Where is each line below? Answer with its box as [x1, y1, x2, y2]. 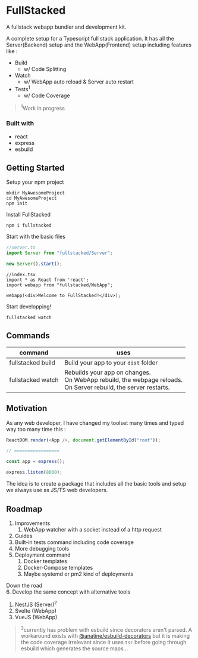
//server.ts [6, 245, 36, 251]
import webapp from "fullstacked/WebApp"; [6, 282, 113, 288]
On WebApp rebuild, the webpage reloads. [64, 375, 183, 384]
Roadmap [6, 503, 43, 514]
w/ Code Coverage [23, 92, 70, 99]
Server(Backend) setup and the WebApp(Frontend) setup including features [6, 41, 192, 48]
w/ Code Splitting [23, 65, 67, 72]
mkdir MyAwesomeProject [6, 190, 65, 196]
